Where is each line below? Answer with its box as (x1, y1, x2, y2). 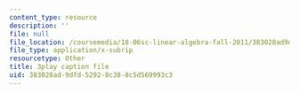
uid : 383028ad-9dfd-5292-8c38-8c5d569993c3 (9, 71, 174, 80)
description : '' (9, 21, 69, 30)
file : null (9, 29, 50, 38)
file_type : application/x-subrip (9, 46, 133, 55)
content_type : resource (9, 12, 98, 22)
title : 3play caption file (9, 63, 109, 72)
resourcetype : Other (9, 54, 86, 63)
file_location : (9, 37, 66, 47)
